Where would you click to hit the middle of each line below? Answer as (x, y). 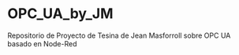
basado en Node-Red (42, 43)
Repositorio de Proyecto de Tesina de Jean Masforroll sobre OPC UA (119, 35)
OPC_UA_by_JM (60, 14)
